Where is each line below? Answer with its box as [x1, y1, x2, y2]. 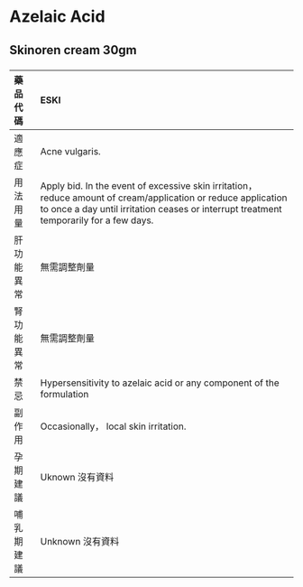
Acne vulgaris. [40, 144, 101, 157]
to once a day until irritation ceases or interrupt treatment [40, 202, 282, 215]
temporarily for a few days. [40, 214, 154, 227]
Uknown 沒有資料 [40, 471, 115, 483]
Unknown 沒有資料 [40, 535, 120, 547]
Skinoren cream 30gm [9, 42, 137, 58]
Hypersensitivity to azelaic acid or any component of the [40, 377, 280, 389]
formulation [40, 387, 89, 400]
